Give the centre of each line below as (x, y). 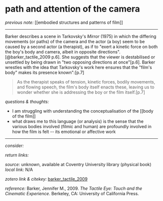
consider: (15, 145)
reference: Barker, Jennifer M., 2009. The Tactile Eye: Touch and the (73, 188)
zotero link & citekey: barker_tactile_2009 (46, 179)
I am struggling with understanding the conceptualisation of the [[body (83, 111)
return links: (17, 155)
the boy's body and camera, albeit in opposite (51, 51)
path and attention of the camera (73, 9)
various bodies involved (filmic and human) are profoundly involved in (82, 126)
